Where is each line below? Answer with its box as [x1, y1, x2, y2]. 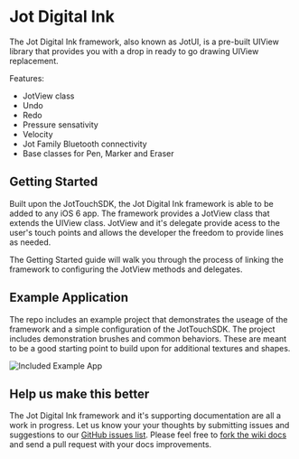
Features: [9, 72, 45, 83]
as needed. [9, 237, 51, 248]
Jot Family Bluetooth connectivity [22, 138, 147, 149]
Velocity [22, 128, 53, 139]
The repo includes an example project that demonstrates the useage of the [9, 314, 288, 324]
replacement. [9, 55, 59, 66]
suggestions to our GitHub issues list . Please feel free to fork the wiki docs [9, 429, 287, 440]
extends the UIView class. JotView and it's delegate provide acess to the [9, 217, 280, 228]
